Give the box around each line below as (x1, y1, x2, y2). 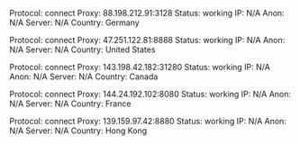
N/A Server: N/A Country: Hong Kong (9, 125, 148, 136)
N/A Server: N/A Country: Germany (9, 17, 140, 28)
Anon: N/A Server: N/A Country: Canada (9, 71, 159, 82)
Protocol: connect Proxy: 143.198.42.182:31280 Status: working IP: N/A (9, 62, 270, 72)
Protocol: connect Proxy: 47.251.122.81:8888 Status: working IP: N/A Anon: (9, 35, 286, 45)
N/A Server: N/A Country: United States (9, 44, 156, 55)
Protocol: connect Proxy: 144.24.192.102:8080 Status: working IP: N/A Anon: (9, 89, 291, 99)
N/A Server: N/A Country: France (9, 98, 132, 109)
